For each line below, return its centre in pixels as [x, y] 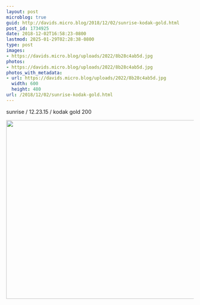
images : [16, 51]
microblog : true [26, 17]
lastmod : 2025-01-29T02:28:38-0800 [50, 39]
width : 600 [25, 84]
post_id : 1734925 [28, 28]
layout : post [22, 12]
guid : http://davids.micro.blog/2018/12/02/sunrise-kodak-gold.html [93, 23]
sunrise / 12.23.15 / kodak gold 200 [49, 111]
